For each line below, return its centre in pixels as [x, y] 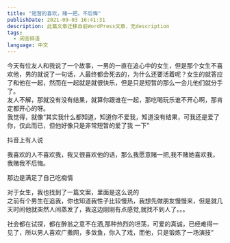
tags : [15, 33]
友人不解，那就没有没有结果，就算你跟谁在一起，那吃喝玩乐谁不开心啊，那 [112, 100]
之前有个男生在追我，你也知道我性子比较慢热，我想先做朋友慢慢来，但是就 [112, 201]
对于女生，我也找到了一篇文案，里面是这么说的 [73, 192]
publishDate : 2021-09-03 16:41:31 [56, 20]
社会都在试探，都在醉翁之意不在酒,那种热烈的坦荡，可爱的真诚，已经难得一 [113, 224]
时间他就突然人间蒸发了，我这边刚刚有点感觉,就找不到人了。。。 [101, 209]
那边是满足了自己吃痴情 [40, 178]
